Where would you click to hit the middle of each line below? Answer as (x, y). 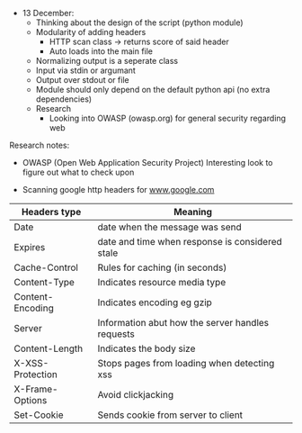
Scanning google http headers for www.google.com (118, 189)
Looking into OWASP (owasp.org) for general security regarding (167, 118)
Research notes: (40, 145)
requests (116, 334)
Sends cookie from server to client (170, 415)
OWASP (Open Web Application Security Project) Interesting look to (147, 162)
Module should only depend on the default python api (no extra (153, 90)
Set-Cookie (39, 415)
